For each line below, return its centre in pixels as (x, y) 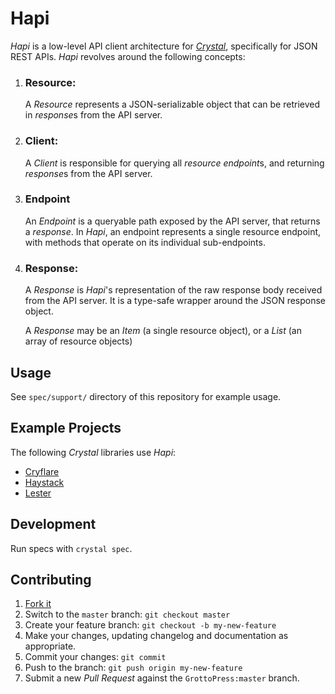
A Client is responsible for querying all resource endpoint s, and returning (174, 163)
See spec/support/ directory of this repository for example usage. (146, 396)
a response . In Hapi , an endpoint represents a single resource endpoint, (173, 231)
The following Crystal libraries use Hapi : (93, 452)
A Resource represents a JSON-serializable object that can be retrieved (172, 104)
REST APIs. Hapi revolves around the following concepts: (128, 56)
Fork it (38, 604)
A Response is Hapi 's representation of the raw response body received (173, 290)
